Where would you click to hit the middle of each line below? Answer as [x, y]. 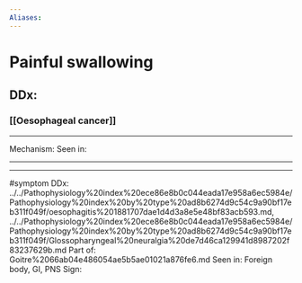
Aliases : [26, 18]
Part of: [82, 250]
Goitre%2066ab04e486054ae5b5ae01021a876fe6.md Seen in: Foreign [141, 259]
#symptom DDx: [39, 183]
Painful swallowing [82, 62]
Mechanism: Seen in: [48, 148]
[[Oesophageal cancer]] [63, 120]
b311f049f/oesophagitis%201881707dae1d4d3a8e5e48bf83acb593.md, [142, 211]
